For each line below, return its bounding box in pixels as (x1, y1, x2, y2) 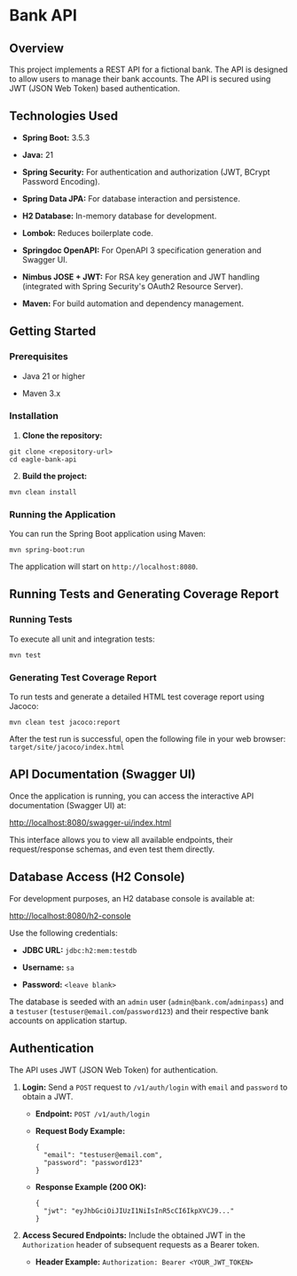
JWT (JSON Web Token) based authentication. (9, 83, 180, 93)
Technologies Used (9, 108, 118, 124)
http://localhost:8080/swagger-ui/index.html (9, 817, 172, 828)
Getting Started (9, 324, 97, 339)
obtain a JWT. (21, 1091, 74, 1101)
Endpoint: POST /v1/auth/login (35, 1108, 151, 1119)
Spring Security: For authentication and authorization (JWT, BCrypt (21, 166, 270, 177)
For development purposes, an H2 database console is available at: (9, 893, 255, 903)
